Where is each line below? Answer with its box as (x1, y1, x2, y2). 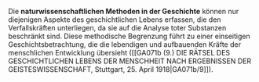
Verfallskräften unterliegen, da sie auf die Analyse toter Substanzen (8, 23, 227, 32)
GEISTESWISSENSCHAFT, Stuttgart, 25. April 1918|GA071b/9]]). (8, 65, 213, 73)
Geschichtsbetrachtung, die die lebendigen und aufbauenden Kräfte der (8, 40, 242, 49)
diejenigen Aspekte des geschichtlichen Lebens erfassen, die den (8, 15, 221, 24)
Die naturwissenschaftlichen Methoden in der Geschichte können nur (8, 7, 239, 16)
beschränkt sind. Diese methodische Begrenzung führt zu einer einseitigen (8, 31, 250, 41)
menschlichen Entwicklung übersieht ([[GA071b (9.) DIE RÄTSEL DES (8, 48, 231, 57)
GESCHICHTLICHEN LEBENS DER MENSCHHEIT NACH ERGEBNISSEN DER (8, 56, 252, 66)
